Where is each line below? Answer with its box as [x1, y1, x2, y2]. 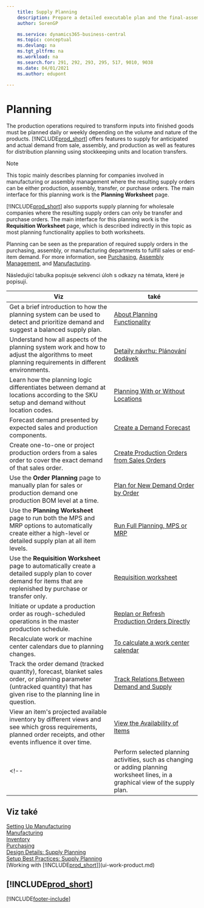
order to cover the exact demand [9, 456, 103, 465]
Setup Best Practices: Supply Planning [6, 855, 102, 862]
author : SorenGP [17, 20, 59, 26]
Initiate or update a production [9, 602, 96, 611]
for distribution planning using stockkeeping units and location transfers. [6, 148, 188, 156]
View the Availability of [114, 719, 179, 727]
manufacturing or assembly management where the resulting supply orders [6, 178, 195, 185]
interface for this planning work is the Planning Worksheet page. [6, 191, 169, 198]
